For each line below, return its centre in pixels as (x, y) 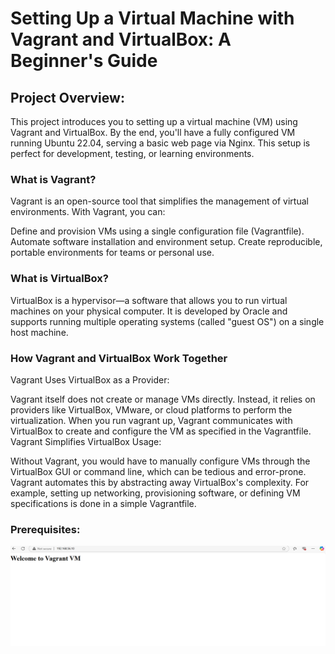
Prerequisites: (45, 529)
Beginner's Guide (84, 61)
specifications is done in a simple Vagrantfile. (103, 503)
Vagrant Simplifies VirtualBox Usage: (86, 441)
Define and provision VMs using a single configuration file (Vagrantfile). (157, 231)
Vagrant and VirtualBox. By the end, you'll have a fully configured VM (153, 132)
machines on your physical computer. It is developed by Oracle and (149, 311)
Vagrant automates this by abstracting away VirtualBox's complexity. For (160, 482)
